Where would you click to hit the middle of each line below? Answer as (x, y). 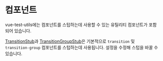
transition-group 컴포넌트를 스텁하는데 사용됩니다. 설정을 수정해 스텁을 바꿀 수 (81, 47)
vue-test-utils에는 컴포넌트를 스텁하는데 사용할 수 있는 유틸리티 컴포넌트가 (76, 25)
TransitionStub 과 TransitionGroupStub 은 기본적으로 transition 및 (70, 41)
